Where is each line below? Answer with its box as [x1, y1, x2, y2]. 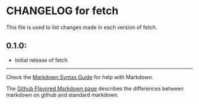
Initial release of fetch [14, 56, 68, 63]
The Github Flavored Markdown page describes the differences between [6, 84, 184, 92]
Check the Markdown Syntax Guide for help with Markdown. [6, 73, 154, 80]
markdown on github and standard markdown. [6, 91, 119, 98]
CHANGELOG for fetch [6, 4, 119, 18]
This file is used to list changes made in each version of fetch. [6, 24, 158, 31]
